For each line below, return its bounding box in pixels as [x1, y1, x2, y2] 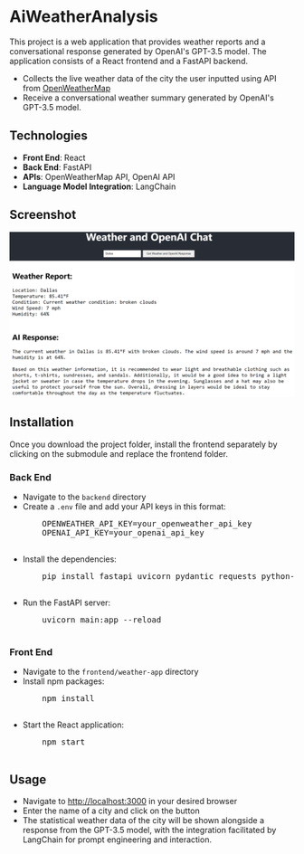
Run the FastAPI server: [22, 597, 111, 608]
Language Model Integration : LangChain [22, 181, 176, 192]
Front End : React [22, 152, 86, 163]
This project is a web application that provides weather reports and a [9, 36, 266, 47]
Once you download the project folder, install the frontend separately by [9, 439, 278, 450]
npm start [42, 737, 86, 747]
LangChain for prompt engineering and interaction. [22, 834, 213, 845]
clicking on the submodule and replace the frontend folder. [9, 448, 229, 459]
